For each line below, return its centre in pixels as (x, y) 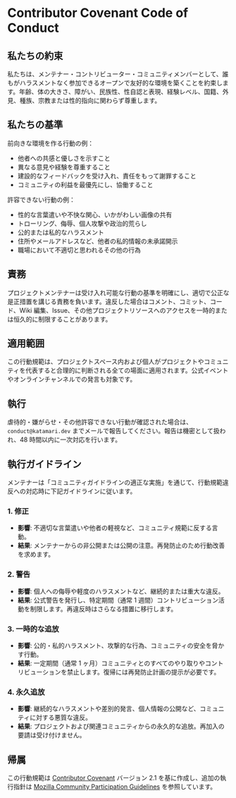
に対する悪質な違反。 (60, 718)
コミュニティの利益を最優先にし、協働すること (85, 184)
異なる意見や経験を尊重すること (64, 167)
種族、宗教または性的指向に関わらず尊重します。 (90, 101)
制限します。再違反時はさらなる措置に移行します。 (104, 609)
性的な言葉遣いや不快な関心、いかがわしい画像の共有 (95, 214)
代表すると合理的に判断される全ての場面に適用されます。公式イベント (127, 370)
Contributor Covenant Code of (98, 13)
